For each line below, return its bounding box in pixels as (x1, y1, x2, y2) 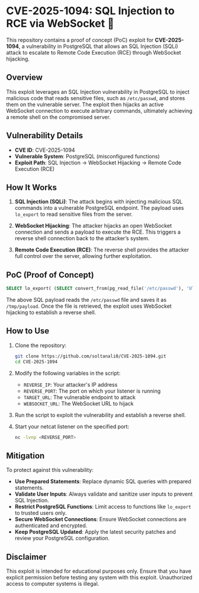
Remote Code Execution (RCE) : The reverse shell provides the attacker (14, 246, 190, 253)
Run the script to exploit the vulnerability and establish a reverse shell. (14, 411, 187, 419)
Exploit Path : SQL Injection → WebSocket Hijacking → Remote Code (14, 159, 182, 166)
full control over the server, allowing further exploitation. (14, 253, 152, 260)
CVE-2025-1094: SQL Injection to (6, 4, 175, 18)
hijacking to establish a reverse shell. (6, 309, 97, 316)
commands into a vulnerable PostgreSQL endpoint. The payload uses (14, 205, 184, 212)
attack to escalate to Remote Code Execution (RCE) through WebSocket (6, 49, 182, 56)
